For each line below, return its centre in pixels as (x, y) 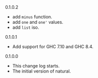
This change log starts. (36, 66)
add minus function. (32, 17)
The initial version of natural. (42, 71)
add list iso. (26, 27)
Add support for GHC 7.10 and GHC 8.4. (53, 46)
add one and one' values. (38, 22)
